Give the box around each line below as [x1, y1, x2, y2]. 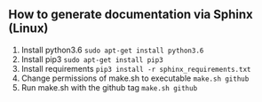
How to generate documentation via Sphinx [8, 7, 254, 22]
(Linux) [8, 21, 49, 36]
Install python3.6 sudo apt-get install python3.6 [20, 44, 204, 55]
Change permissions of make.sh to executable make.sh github [20, 73, 250, 83]
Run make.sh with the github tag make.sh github [20, 82, 198, 92]
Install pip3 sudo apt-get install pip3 [20, 53, 163, 65]
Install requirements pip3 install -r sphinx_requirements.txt [20, 63, 251, 74]
